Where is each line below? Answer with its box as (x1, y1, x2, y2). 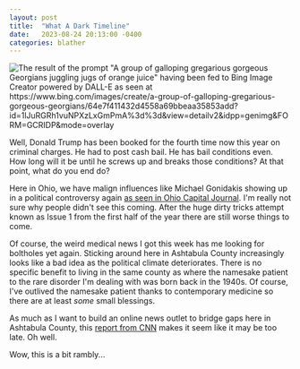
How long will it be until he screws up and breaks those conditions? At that (9, 156, 284, 167)
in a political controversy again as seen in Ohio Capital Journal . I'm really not (9, 193, 292, 203)
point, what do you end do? (9, 166, 110, 176)
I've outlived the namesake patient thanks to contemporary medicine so (9, 286, 274, 296)
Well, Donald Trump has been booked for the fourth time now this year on (9, 137, 280, 148)
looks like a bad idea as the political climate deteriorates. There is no (9, 257, 262, 269)
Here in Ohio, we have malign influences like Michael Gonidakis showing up (9, 183, 288, 193)
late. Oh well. (9, 332, 57, 343)
